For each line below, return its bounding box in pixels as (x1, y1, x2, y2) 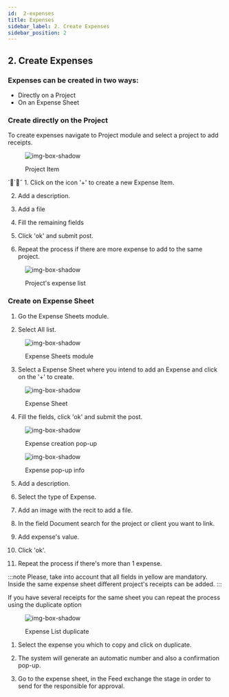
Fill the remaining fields (17, 218, 85, 227)
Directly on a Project (17, 91, 76, 99)
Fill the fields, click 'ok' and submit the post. (17, 412, 143, 420)
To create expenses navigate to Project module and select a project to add (8, 131, 219, 140)
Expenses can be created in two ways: (8, 75, 139, 85)
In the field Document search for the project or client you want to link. (17, 519, 215, 527)
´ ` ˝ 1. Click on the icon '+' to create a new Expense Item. (8, 178, 175, 186)
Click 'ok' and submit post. (17, 232, 94, 240)
